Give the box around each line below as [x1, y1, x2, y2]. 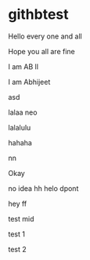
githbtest [8, 5, 69, 24]
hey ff [8, 199, 27, 208]
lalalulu [8, 123, 31, 132]
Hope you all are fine [8, 46, 76, 56]
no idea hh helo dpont [8, 183, 79, 193]
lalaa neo [8, 108, 38, 117]
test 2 [8, 244, 27, 254]
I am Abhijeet [8, 77, 51, 86]
